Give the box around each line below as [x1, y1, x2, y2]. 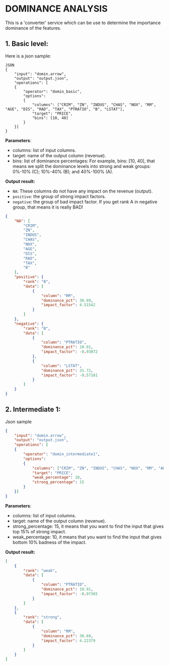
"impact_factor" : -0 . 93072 [41, 349, 98, 354]
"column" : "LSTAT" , [41, 363, 82, 368]
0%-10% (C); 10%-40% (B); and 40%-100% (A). [12, 168, 114, 174]
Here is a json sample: [5, 53, 51, 59]
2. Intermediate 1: [5, 405, 61, 414]
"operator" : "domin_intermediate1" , [23, 452, 100, 457]
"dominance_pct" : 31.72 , [41, 368, 94, 373]
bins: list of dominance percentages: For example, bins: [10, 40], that [12, 158, 155, 164]
